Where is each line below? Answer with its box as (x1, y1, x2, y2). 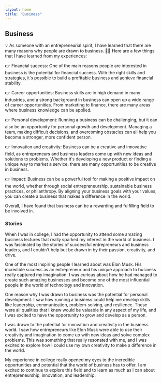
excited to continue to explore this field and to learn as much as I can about (5, 367, 155, 373)
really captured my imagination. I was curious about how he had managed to (5, 272, 158, 278)
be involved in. (5, 208, 34, 214)
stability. (5, 80, 22, 86)
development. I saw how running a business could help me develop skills (5, 296, 150, 302)
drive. (5, 252, 17, 258)
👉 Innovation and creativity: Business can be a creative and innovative (5, 144, 147, 150)
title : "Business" (5, 12, 42, 17)
